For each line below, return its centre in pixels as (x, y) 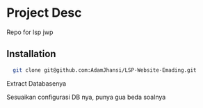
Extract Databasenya (36, 83)
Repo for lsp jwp (30, 32)
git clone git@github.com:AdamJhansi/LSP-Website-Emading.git (105, 70)
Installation (31, 54)
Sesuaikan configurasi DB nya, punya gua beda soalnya (86, 97)
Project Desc (44, 13)
